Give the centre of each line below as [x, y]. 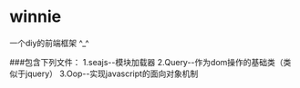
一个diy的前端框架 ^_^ [49, 43]
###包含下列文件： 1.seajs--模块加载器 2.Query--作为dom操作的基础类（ [147, 62]
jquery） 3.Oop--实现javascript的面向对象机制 [112, 73]
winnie [36, 17]
